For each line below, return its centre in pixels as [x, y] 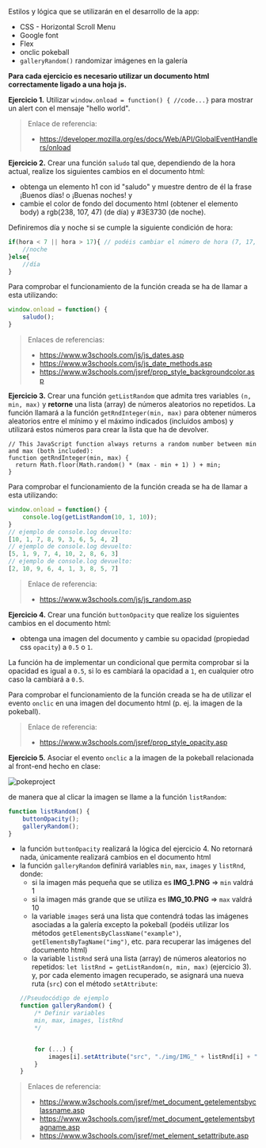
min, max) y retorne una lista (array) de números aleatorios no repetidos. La [132, 404]
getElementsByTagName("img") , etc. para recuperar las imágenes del [141, 941]
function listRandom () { [49, 811]
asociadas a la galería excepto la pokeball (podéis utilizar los [130, 925]
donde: [31, 874]
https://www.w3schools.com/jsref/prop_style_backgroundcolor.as [147, 372]
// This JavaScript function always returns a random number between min [133, 444]
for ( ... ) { [54, 1049]
